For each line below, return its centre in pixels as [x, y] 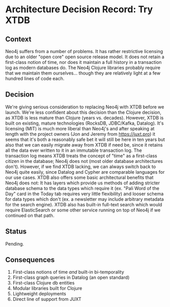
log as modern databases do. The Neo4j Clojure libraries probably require [83, 68]
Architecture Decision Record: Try [79, 9]
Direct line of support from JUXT [47, 299]
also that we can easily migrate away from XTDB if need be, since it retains [84, 145]
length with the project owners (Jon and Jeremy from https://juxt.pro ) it [80, 134]
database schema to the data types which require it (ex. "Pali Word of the [82, 188]
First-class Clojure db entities [44, 283]
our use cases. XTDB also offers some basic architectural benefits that [80, 177]
